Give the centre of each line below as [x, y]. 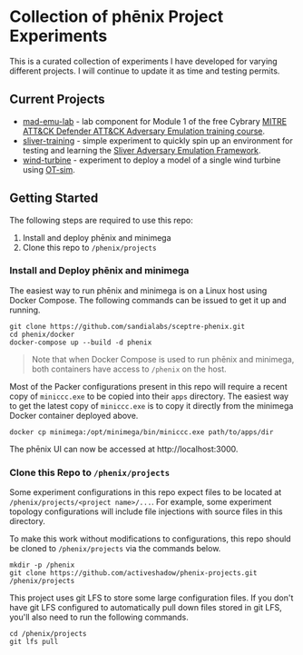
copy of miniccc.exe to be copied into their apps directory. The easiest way [149, 396]
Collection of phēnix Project [117, 17]
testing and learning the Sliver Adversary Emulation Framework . [142, 150]
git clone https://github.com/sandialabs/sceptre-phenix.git [127, 326]
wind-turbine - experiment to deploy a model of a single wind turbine [151, 160]
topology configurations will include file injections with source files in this [146, 511]
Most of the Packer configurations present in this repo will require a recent [148, 386]
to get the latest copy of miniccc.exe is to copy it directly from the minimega [151, 405]
